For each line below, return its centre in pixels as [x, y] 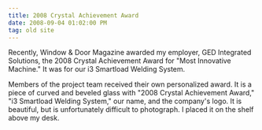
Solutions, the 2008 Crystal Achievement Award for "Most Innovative [120, 61]
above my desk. [34, 118]
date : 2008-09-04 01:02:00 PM [58, 23]
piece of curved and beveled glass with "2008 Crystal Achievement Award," [131, 93]
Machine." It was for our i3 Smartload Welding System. [97, 69]
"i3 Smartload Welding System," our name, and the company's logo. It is [125, 101]
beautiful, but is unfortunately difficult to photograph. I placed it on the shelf [131, 110]
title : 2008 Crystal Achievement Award [74, 15]
